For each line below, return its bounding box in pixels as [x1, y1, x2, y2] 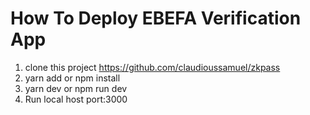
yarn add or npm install [24, 72, 121, 84]
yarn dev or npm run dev [24, 82, 128, 94]
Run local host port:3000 [24, 93, 128, 105]
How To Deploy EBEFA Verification [10, 7, 302, 30]
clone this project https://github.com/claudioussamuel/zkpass [24, 61, 281, 73]
